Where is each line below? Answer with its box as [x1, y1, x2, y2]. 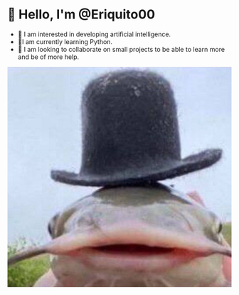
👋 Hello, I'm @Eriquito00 [7, 6, 155, 23]
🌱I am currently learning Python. [17, 37, 112, 45]
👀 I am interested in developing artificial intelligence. [17, 30, 171, 38]
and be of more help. [17, 53, 80, 61]
